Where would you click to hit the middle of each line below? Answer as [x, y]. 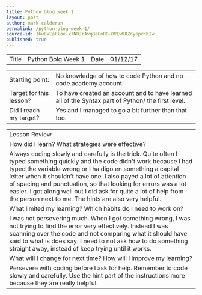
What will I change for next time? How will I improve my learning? [101, 258]
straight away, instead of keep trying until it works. [80, 248]
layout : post [23, 17]
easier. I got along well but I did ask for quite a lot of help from [96, 191]
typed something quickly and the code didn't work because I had [101, 161]
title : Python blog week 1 [40, 12]
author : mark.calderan [35, 23]
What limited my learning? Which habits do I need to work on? [96, 209]
